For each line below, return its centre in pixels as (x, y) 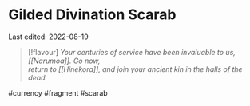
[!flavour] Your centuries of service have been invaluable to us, (131, 52)
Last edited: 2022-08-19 (49, 37)
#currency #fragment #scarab (58, 92)
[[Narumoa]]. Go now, (64, 61)
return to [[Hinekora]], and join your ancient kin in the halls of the (135, 69)
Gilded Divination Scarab (93, 15)
